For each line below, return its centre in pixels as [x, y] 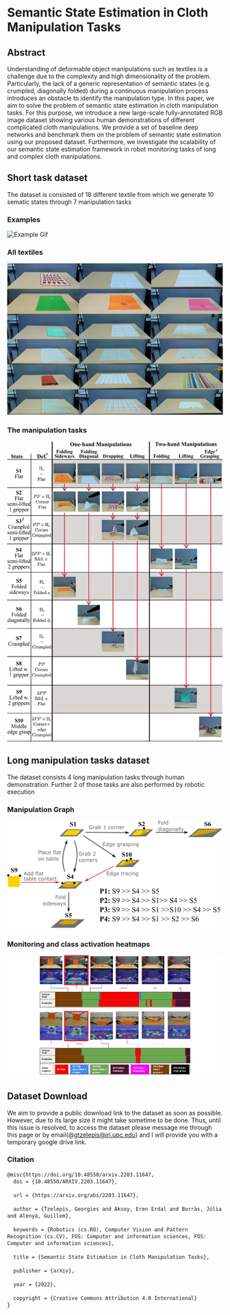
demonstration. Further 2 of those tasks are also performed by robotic [106, 784]
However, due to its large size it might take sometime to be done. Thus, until [114, 1120]
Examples [24, 220]
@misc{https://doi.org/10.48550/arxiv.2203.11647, [81, 1174]
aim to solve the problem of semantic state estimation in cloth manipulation [113, 105]
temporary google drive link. [47, 1142]
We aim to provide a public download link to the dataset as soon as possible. [115, 1113]
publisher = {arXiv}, [44, 1270]
